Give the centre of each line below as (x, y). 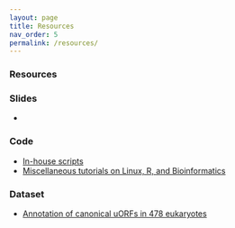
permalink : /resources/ (54, 43)
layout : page (34, 18)
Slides (23, 98)
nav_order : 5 (34, 34)
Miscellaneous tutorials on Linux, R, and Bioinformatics (124, 170)
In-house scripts (53, 161)
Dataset (27, 194)
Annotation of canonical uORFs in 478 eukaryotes (114, 214)
